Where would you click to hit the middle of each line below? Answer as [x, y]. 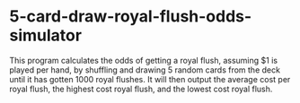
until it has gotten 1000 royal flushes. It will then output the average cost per [150, 79]
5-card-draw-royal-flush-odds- [131, 17]
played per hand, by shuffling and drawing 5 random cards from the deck [145, 70]
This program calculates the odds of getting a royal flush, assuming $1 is [144, 60]
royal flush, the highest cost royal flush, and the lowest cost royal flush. [141, 89]
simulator [46, 35]
